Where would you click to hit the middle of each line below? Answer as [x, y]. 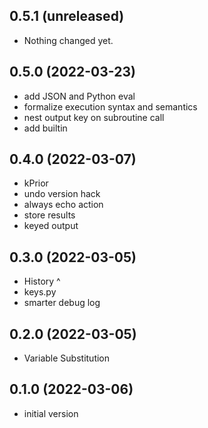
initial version [51, 413]
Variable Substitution [67, 358]
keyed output [51, 226]
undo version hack [62, 194]
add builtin [45, 128]
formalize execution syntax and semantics [110, 106]
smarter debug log [62, 303]
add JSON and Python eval [79, 96]
